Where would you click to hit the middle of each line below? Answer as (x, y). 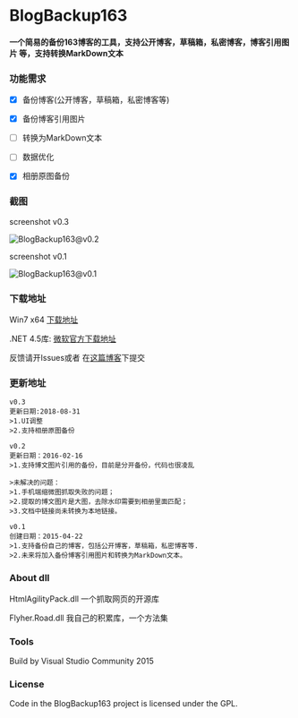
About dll (30, 578)
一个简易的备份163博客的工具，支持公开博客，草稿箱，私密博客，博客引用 (145, 42)
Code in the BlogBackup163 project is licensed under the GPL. (124, 704)
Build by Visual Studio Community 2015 (81, 661)
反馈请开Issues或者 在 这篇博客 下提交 (77, 357)
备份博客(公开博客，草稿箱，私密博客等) (96, 100)
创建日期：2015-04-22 (46, 537)
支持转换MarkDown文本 (79, 53)
